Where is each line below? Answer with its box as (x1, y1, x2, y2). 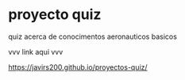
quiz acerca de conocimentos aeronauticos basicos (8, 32, 177, 41)
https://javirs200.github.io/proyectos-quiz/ (8, 62, 148, 72)
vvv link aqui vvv (8, 47, 64, 56)
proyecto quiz (8, 6, 102, 24)
